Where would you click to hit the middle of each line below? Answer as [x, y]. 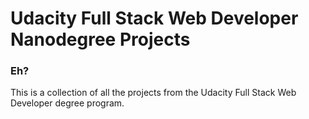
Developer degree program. [67, 103]
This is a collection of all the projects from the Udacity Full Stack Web [153, 93]
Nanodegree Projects [100, 39]
